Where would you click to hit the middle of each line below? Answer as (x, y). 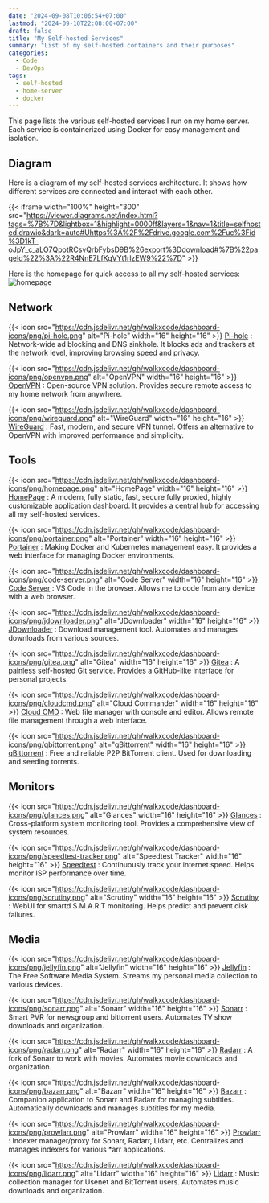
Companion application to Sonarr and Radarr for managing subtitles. (121, 1100)
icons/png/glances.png (47, 814)
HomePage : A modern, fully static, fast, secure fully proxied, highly (120, 496)
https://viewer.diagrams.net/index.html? (92, 216)
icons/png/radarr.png (43, 1050)
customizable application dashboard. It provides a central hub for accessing (134, 505)
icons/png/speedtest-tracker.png (63, 856)
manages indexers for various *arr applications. (87, 1149)
